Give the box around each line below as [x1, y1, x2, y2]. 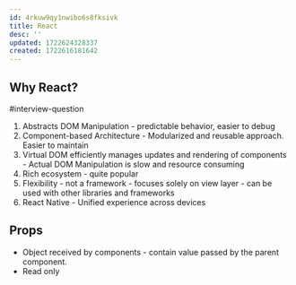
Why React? [9, 80, 79, 95]
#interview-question [9, 103, 84, 114]
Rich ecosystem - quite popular [22, 168, 139, 179]
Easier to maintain [22, 140, 89, 151]
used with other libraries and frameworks [22, 187, 175, 198]
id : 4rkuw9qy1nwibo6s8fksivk [9, 13, 118, 22]
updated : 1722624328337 [9, 38, 99, 47]
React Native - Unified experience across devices [22, 196, 206, 207]
